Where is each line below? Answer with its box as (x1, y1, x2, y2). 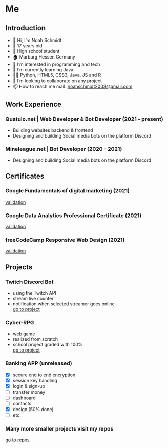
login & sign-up (12, 383, 45, 389)
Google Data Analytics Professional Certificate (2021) (5, 211, 142, 219)
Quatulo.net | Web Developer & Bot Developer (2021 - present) (5, 115, 163, 123)
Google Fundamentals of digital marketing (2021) (5, 187, 130, 194)
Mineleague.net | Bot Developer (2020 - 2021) (5, 145, 122, 152)
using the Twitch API (12, 289, 56, 296)
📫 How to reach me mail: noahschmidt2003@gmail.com (12, 83, 133, 89)
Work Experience (5, 100, 62, 109)
